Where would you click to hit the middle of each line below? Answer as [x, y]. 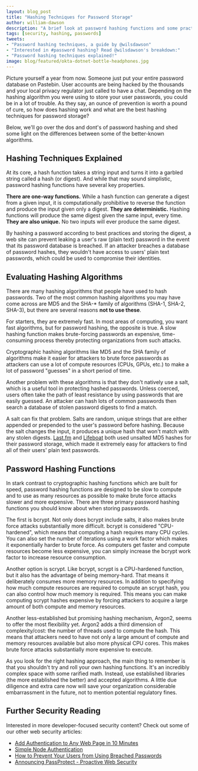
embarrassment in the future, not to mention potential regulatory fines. [92, 692]
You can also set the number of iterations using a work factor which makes [97, 538]
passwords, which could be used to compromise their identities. [84, 259]
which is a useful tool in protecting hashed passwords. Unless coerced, [93, 389]
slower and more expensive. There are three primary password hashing [93, 502]
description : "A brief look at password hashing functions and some [92, 28]
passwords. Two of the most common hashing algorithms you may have [93, 298]
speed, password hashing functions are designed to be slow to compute [94, 489]
